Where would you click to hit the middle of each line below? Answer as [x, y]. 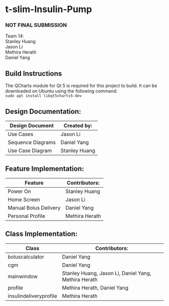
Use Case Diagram [30, 151]
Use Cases [21, 134]
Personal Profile [26, 216]
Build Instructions [34, 74]
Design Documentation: [43, 112]
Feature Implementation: [45, 169]
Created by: [78, 126]
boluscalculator [26, 256]
